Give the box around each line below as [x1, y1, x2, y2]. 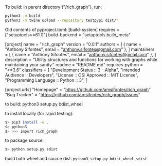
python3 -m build [5, 14, 40, 18]
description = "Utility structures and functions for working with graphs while [5, 57, 158, 62]
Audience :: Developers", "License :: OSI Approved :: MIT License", [5, 72, 139, 78]
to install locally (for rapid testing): [5, 110, 74, 116]
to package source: [5, 137, 44, 143]
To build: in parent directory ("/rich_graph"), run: [5, 4, 102, 10]
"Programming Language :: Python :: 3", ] [5, 77, 88, 83]
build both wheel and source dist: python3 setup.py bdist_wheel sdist [5, 156, 147, 162]
